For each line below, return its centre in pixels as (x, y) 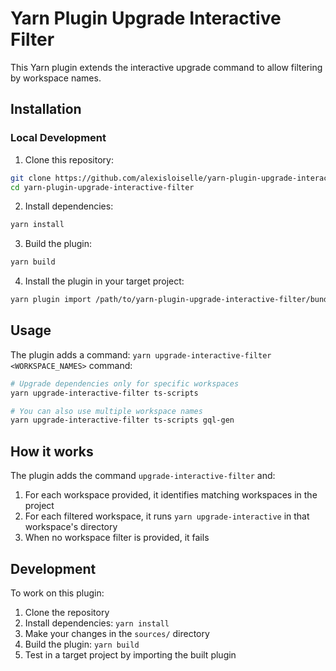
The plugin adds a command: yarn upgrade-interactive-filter (141, 354)
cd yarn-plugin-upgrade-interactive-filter (102, 187)
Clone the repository (67, 612)
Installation (46, 109)
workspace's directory (71, 527)
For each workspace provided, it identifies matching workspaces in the (171, 495)
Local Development (58, 138)
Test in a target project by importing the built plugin (130, 654)
